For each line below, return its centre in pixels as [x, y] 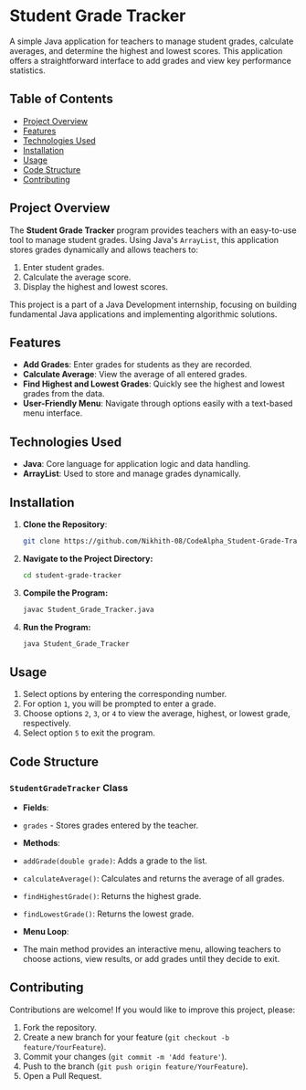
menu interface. [53, 413]
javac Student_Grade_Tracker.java [88, 609]
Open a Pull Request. [62, 1075]
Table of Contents [62, 99]
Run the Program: [57, 627]
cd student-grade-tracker [72, 575]
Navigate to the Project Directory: [88, 558]
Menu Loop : [46, 931]
